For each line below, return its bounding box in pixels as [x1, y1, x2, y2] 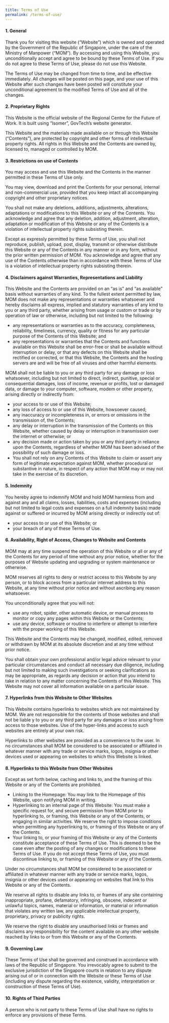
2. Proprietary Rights [5, 103, 50, 109]
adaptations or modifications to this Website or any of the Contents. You [5, 210, 155, 216]
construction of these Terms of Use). [5, 984, 82, 990]
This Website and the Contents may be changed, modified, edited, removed [5, 636, 162, 642]
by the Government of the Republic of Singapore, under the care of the [5, 44, 152, 51]
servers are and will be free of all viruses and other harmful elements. [12, 360, 157, 366]
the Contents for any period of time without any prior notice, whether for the [5, 553, 163, 559]
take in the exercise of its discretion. [12, 471, 88, 477]
